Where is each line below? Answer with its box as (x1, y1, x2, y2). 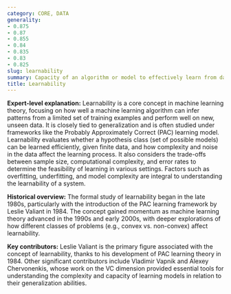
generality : (7, 16, 41, 23)
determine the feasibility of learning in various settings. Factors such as (7, 165, 210, 173)
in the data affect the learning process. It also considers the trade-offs (7, 150, 206, 159)
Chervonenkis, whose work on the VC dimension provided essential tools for (7, 264, 224, 273)
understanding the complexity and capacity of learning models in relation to (7, 272, 222, 280)
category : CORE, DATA (7, 10, 69, 17)
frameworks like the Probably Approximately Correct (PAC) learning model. (7, 128, 220, 137)
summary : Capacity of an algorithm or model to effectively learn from (7, 73, 217, 81)
